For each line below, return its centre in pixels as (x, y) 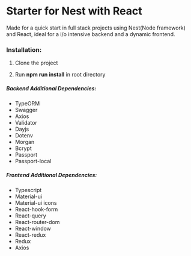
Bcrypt (23, 148)
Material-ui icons (36, 203)
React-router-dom (37, 222)
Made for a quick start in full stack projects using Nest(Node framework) (96, 28)
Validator (26, 123)
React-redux (30, 235)
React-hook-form (36, 210)
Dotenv (24, 136)
